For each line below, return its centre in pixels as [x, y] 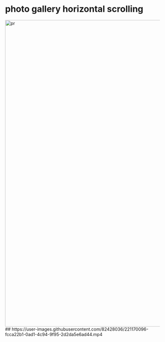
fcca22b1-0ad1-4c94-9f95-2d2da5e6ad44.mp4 [54, 334]
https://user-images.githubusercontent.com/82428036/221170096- [80, 329]
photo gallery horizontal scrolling [74, 9]
